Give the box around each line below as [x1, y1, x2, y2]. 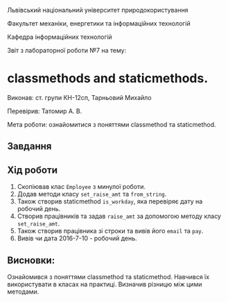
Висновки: [7, 254, 55, 266]
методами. [7, 287, 40, 296]
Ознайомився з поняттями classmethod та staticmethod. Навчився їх [7, 272, 210, 280]
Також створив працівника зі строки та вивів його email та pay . [17, 227, 204, 235]
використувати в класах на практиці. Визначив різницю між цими [7, 280, 202, 288]
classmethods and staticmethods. [7, 71, 209, 86]
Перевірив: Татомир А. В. [7, 107, 82, 115]
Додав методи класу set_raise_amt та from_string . [17, 190, 167, 199]
